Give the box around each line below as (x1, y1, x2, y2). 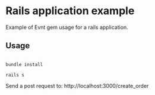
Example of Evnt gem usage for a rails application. (5, 24, 128, 31)
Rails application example (5, 4, 135, 18)
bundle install (5, 61, 43, 67)
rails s (5, 72, 25, 78)
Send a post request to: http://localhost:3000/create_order (5, 82, 149, 89)
